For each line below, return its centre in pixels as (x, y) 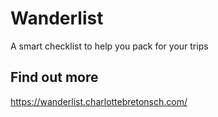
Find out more (54, 77)
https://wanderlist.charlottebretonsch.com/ (99, 101)
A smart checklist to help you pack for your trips (109, 46)
